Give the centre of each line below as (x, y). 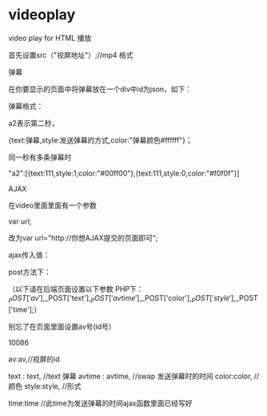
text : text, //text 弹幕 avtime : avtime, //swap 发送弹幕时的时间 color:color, (130, 376)
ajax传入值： (29, 255)
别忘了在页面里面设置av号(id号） (62, 326)
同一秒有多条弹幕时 (40, 157)
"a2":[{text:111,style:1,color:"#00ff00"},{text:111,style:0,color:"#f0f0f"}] (124, 173)
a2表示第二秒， (34, 123)
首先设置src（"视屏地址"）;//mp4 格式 (71, 55)
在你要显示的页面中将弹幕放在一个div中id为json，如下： (100, 89)
